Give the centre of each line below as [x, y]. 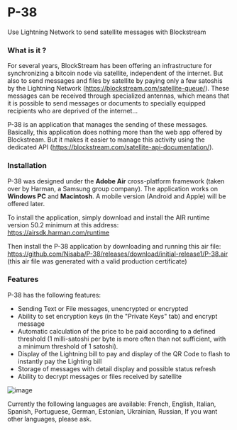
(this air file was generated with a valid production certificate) [97, 261]
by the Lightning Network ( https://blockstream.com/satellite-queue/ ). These [118, 89]
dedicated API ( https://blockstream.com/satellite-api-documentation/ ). [111, 147]
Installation [27, 166]
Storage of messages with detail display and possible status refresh [117, 368]
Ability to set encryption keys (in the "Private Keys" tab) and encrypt [117, 316]
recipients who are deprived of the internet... [73, 111]
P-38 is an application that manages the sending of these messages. [108, 125]
